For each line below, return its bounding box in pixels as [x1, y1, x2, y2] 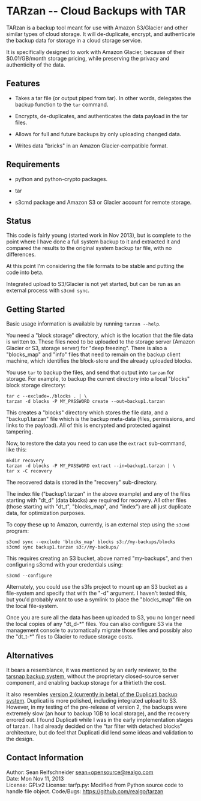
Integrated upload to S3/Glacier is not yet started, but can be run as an [6, 281, 181, 288]
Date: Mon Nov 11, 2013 [6, 775, 64, 782]
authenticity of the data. [6, 61, 65, 68]
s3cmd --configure [6, 573, 52, 579]
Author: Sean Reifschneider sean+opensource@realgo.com [6, 769, 154, 776]
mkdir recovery [6, 457, 44, 464]
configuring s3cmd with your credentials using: [6, 561, 123, 568]
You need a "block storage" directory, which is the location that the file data [6, 332, 194, 339]
